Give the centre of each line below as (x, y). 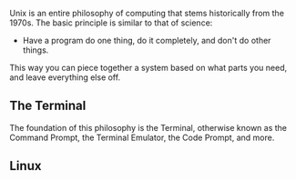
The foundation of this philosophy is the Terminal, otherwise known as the (148, 127)
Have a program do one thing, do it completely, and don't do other (147, 40)
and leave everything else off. (65, 77)
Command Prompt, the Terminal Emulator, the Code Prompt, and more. (142, 137)
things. (36, 50)
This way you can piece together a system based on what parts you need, (148, 68)
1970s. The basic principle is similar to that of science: (111, 23)
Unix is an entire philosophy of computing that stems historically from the (147, 13)
